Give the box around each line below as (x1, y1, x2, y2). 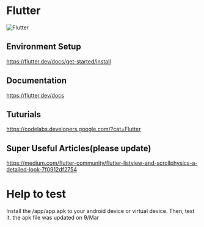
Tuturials (6, 109, 42, 120)
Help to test (6, 187, 66, 201)
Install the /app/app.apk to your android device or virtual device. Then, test (6, 207, 195, 215)
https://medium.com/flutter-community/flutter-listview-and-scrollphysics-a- (6, 159, 198, 167)
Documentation (6, 76, 67, 86)
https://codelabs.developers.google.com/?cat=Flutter (6, 126, 141, 133)
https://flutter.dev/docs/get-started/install (6, 57, 111, 65)
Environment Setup (6, 41, 81, 52)
